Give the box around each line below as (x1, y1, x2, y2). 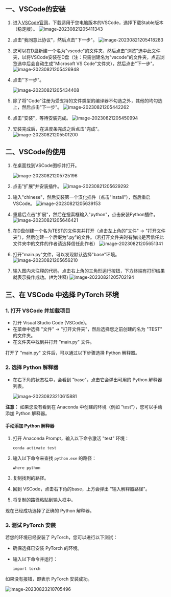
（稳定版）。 (12, 26, 38, 32)
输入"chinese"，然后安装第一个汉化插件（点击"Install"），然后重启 (12, 194, 151, 200)
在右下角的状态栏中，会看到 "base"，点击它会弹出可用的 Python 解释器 (12, 376, 162, 383)
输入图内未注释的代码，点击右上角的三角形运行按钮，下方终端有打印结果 (12, 267, 165, 274)
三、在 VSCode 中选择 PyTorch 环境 (5, 291, 119, 299)
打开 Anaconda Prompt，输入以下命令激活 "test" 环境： (12, 435, 129, 441)
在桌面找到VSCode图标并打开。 (12, 162, 80, 168)
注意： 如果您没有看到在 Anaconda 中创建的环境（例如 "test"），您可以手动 (5, 404, 162, 410)
